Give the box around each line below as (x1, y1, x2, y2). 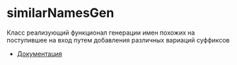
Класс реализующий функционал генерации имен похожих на (6, 28, 195, 37)
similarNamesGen (6, 5, 115, 21)
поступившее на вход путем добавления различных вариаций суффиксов (6, 35, 230, 44)
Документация (16, 49, 63, 58)
